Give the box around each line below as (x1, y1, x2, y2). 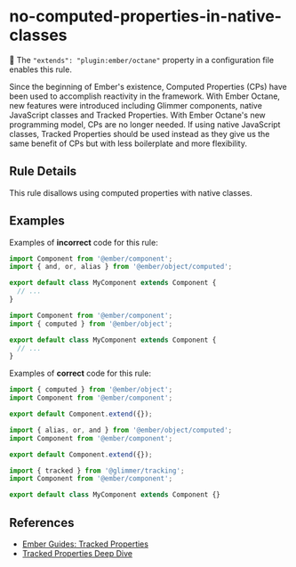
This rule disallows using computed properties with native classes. (9, 187, 253, 198)
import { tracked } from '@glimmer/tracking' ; (9, 466, 185, 475)
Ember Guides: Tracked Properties (21, 539, 149, 549)
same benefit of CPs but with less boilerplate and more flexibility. (9, 138, 247, 149)
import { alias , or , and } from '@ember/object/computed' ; (9, 425, 233, 434)
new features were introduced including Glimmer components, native (9, 100, 262, 110)
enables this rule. (9, 64, 73, 75)
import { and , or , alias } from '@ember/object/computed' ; (9, 263, 233, 271)
